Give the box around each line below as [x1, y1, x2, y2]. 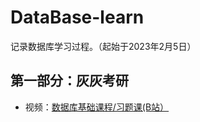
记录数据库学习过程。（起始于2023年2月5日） [10, 40, 197, 52]
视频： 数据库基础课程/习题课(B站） [24, 101, 170, 113]
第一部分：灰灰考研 [10, 72, 129, 90]
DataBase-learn [10, 6, 145, 29]
